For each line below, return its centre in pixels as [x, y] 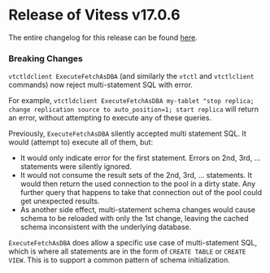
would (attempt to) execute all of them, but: [81, 142]
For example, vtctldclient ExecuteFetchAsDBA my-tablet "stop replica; [131, 101]
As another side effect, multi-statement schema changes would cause [138, 210]
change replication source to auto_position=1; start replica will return [133, 109]
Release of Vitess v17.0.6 [94, 15]
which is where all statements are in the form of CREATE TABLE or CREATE [127, 251]
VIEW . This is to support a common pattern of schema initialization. [119, 260]
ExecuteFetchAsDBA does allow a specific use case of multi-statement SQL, [133, 243]
